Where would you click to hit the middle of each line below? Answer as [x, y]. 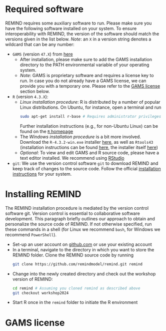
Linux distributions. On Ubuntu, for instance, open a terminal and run [90, 107]
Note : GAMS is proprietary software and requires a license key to [87, 75]
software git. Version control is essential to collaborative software [72, 213]
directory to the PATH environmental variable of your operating [84, 65]
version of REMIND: [33, 279]
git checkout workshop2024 [40, 293]
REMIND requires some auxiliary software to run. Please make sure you [78, 23]
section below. [35, 91]
